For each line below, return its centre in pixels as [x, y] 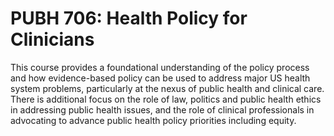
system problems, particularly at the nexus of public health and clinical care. [167, 88]
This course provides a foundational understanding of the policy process [160, 67]
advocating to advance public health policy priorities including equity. [153, 120]
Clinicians [52, 39]
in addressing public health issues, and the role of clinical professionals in [162, 109]
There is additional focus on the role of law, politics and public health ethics [166, 99]
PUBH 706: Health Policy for [129, 18]
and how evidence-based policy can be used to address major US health [160, 78]
